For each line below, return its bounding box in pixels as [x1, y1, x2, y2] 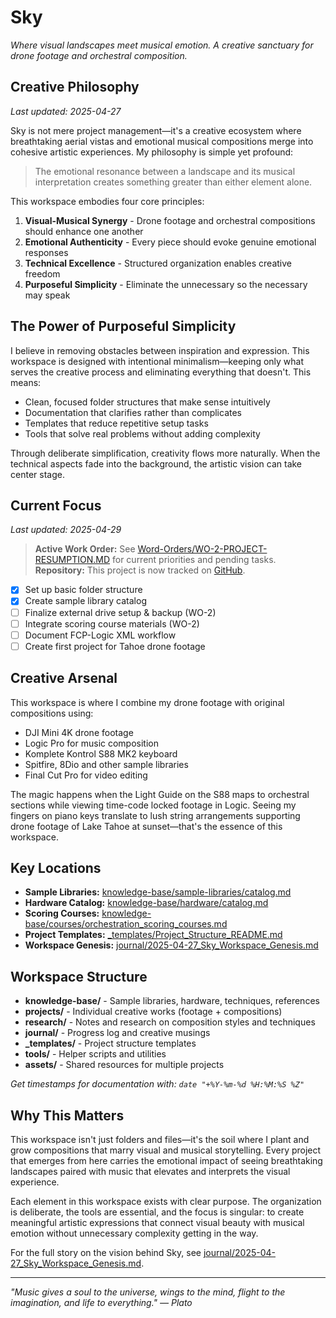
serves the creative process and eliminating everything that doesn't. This [10, 366, 312, 378]
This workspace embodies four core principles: [10, 195, 205, 207]
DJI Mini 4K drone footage [24, 726, 134, 738]
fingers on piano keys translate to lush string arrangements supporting [10, 809, 301, 821]
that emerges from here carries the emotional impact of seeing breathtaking [10, 1155, 323, 1166]
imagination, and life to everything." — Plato [10, 1297, 193, 1308]
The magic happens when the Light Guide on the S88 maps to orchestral [10, 788, 310, 800]
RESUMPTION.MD [34, 554, 111, 566]
